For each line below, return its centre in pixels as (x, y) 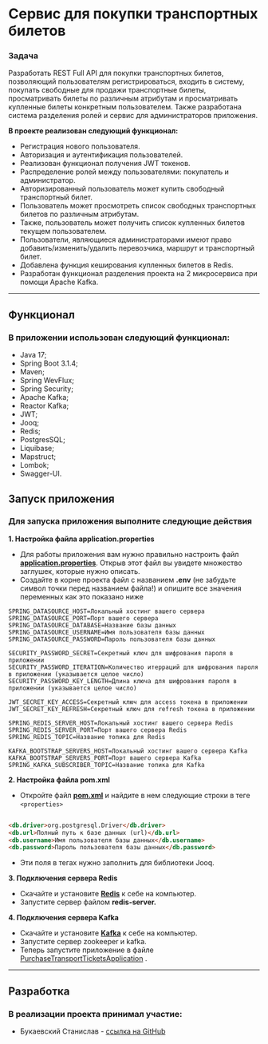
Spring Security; (47, 389)
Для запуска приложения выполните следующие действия (130, 521)
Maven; (32, 372)
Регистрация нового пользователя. (80, 146)
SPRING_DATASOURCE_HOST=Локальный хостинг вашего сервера (106, 611)
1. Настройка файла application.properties (81, 539)
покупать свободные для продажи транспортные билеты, (107, 90)
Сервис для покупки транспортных (133, 14)
